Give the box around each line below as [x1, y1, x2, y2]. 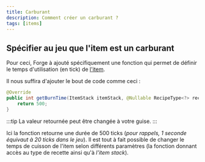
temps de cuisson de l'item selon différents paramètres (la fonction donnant [6, 142, 197, 150]
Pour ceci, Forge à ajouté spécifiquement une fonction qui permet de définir [6, 59, 197, 67]
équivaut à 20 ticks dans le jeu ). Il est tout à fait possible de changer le [6, 136, 185, 143]
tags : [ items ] [6, 20, 43, 26]
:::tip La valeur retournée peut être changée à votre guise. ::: [6, 117, 157, 125]
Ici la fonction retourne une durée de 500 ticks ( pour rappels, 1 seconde [6, 129, 187, 136]
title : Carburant [6, 9, 51, 15]
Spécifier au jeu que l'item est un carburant [6, 43, 174, 53]
